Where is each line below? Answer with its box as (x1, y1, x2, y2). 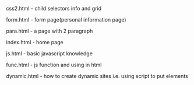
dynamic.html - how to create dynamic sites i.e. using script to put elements (6, 73, 188, 79)
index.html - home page (6, 39, 64, 45)
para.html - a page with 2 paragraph (6, 27, 93, 34)
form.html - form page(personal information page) (6, 16, 126, 23)
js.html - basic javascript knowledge (6, 50, 93, 57)
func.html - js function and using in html (6, 61, 102, 68)
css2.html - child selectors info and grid (6, 5, 102, 12)
